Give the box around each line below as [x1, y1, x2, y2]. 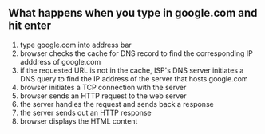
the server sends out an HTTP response [19, 108, 152, 117]
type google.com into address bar [19, 40, 132, 49]
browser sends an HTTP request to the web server [19, 91, 187, 100]
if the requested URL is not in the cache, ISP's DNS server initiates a [19, 65, 244, 75]
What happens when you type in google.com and [8, 6, 258, 20]
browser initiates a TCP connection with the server [19, 82, 187, 92]
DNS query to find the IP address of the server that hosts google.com [19, 73, 249, 83]
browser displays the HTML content [19, 116, 138, 126]
